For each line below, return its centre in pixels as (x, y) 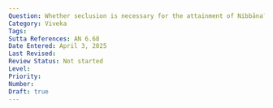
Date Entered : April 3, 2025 (58, 46)
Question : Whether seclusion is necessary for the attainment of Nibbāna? (138, 16)
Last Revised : (32, 54)
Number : (22, 84)
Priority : (25, 76)
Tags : (17, 31)
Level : (19, 69)
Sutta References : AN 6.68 (54, 39)
